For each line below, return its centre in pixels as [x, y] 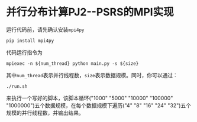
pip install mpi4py [30, 41]
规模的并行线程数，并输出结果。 [45, 113]
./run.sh [17, 86]
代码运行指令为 [24, 52]
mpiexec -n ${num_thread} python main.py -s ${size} [72, 63]
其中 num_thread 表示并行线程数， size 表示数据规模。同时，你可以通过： [92, 75]
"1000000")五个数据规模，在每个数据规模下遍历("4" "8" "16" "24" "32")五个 [98, 105]
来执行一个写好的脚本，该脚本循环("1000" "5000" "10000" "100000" [90, 98]
